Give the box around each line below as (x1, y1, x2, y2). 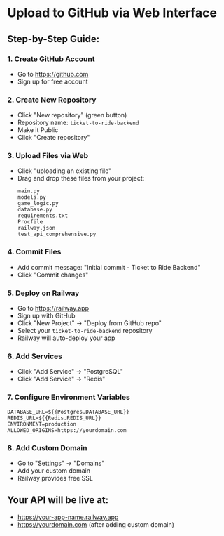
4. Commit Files (7, 247, 62, 257)
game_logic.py (17, 200, 59, 207)
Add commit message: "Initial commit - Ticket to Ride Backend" (17, 263, 201, 271)
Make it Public (17, 126, 59, 134)
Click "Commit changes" (17, 270, 89, 279)
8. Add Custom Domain (7, 443, 87, 452)
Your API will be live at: (7, 494, 109, 506)
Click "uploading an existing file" (17, 166, 112, 175)
